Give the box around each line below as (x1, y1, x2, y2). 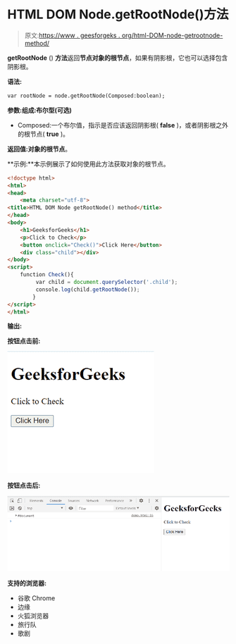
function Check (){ (20, 271, 74, 278)
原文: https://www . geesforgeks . (24, 31, 120, 39)
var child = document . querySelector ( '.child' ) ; (35, 279, 178, 286)
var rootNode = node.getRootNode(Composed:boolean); (7, 92, 166, 99)
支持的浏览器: (7, 579, 47, 588)
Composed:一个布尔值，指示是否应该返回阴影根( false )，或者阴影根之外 (17, 120, 229, 129)
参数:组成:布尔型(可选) (7, 106, 72, 114)
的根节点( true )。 (17, 130, 69, 138)
